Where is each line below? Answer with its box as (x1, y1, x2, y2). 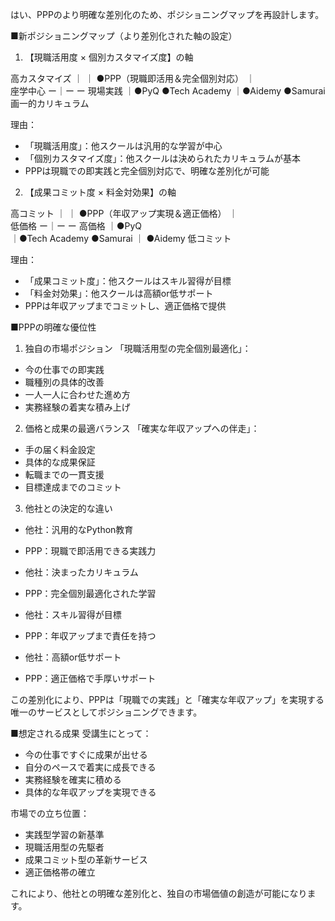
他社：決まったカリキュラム (24, 566, 139, 578)
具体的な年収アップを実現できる (24, 786, 157, 798)
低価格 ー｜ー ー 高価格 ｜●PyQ (10, 220, 143, 232)
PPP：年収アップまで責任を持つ (24, 630, 157, 642)
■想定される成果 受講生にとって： (10, 728, 152, 739)
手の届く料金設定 (24, 444, 96, 455)
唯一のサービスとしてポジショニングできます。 (10, 706, 203, 718)
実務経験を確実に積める (24, 774, 122, 785)
